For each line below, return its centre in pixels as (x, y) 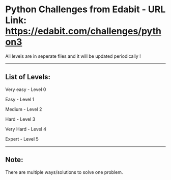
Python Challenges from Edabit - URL (85, 9)
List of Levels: (28, 77)
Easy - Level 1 (20, 99)
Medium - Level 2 (24, 109)
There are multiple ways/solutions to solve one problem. (64, 172)
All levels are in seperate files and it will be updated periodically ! (73, 56)
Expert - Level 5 (22, 139)
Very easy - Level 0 (26, 89)
